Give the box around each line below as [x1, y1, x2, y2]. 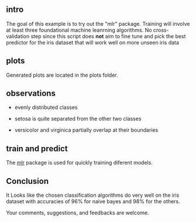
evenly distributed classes [14, 104, 78, 111]
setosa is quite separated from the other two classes [14, 115, 142, 122]
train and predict [6, 144, 68, 153]
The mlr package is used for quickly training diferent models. [6, 159, 153, 166]
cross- [153, 26, 169, 33]
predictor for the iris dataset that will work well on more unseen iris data [6, 39, 180, 46]
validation [6, 32, 30, 40]
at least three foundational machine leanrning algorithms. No [6, 26, 152, 33]
